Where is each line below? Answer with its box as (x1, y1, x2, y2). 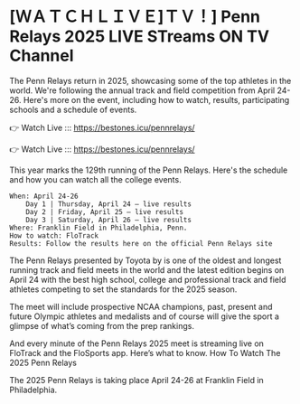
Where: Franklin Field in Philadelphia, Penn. (9, 223, 188, 232)
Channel (9, 45, 74, 66)
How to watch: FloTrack (9, 230, 99, 240)
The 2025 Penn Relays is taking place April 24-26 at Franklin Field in (9, 374, 264, 385)
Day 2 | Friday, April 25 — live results (25, 207, 183, 216)
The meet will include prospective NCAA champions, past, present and (9, 301, 273, 312)
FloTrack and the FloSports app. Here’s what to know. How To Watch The (9, 347, 281, 358)
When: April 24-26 (9, 192, 79, 201)
